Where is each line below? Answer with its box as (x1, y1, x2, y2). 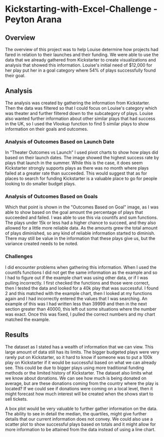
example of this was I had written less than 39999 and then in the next (5, 301, 147, 307)
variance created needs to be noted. (5, 241, 78, 247)
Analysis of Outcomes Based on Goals (5, 193, 98, 200)
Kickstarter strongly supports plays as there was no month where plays (5, 165, 149, 171)
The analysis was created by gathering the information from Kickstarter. (5, 100, 150, 106)
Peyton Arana (5, 14, 62, 25)
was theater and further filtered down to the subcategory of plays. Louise (5, 110, 153, 116)
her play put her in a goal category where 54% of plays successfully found (5, 67, 156, 73)
